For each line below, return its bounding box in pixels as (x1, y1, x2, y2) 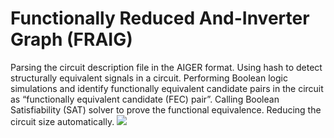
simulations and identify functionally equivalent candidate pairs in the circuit (10, 82, 324, 94)
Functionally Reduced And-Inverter (10, 7, 310, 30)
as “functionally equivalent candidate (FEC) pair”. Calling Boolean (10, 93, 280, 105)
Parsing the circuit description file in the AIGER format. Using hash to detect (10, 61, 323, 73)
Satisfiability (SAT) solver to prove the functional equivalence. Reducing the (10, 103, 322, 116)
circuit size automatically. (10, 115, 115, 127)
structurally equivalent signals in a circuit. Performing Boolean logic (10, 72, 288, 84)
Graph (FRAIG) (10, 28, 133, 51)
